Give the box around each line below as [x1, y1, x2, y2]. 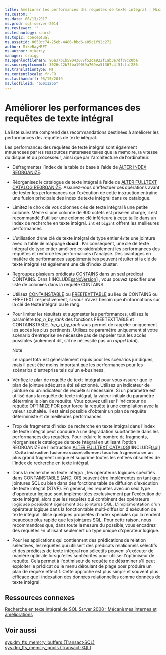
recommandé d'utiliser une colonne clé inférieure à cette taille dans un [12, 215, 156, 221]
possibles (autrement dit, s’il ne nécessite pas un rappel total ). [12, 337, 139, 343]
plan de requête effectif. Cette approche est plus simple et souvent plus [12, 568, 159, 574]
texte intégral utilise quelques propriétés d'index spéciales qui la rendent [12, 511, 161, 517]
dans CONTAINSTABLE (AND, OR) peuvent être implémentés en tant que [12, 475, 161, 481]
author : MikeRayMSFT [5, 44, 48, 49]
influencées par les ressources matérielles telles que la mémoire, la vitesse [5, 149, 158, 155]
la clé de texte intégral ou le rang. [12, 302, 81, 307]
